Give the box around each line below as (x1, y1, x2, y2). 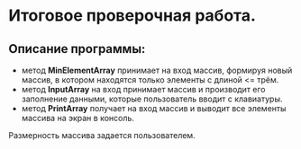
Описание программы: (8, 41, 146, 57)
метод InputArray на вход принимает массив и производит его (21, 84, 266, 94)
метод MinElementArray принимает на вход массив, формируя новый (21, 65, 293, 75)
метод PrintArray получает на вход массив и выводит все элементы (21, 103, 287, 113)
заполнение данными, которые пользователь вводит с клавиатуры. (21, 93, 283, 104)
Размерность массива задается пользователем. (8, 130, 196, 140)
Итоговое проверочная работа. (8, 5, 256, 26)
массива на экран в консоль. (21, 113, 134, 123)
